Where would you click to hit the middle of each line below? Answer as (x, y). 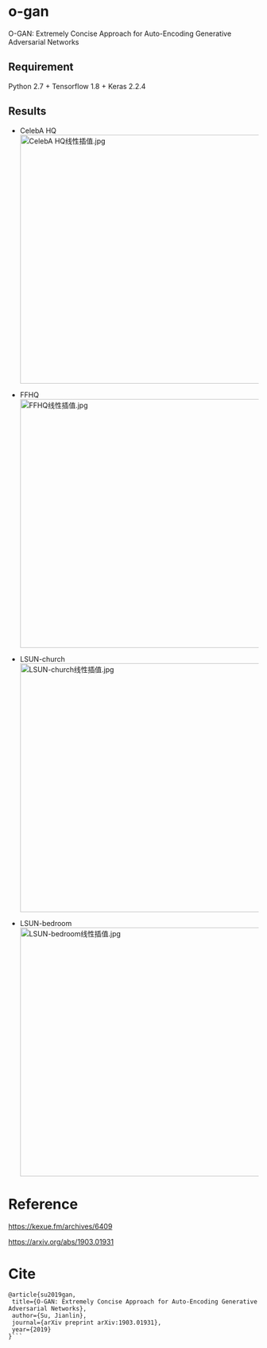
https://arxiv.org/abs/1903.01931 (61, 1241)
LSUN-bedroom (46, 923)
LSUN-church (42, 658)
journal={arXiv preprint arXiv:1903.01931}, (86, 1323)
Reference (43, 1204)
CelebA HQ (38, 131)
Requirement (41, 67)
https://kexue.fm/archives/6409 (60, 1226)
